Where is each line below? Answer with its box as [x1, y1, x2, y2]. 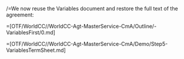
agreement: [6, 11, 34, 18]
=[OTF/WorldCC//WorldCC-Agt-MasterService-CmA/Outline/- [6, 23, 157, 29]
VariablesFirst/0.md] [6, 29, 56, 36]
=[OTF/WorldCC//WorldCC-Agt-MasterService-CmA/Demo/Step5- [6, 41, 168, 47]
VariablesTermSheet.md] [6, 47, 66, 54]
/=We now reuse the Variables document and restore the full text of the [6, 5, 178, 12]
